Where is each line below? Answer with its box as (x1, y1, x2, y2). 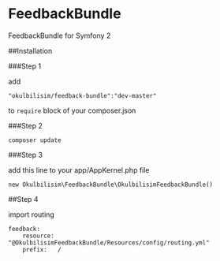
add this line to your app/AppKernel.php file (8, 165, 150, 174)
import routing (8, 210, 55, 219)
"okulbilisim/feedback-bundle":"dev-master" (8, 91, 157, 99)
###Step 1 (8, 61, 42, 71)
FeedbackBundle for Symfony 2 (8, 31, 111, 40)
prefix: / (22, 245, 62, 253)
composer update (8, 136, 62, 144)
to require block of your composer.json (8, 106, 136, 115)
